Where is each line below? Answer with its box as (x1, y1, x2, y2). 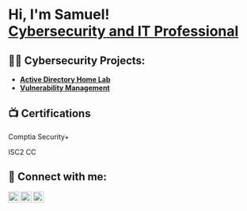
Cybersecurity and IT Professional (8, 22, 239, 40)
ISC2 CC (8, 147, 36, 156)
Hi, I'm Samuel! (8, 6, 110, 24)
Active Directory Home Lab (19, 75, 111, 84)
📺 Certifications (8, 107, 91, 120)
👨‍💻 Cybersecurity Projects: (8, 54, 146, 67)
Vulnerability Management (19, 83, 110, 92)
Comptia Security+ (8, 132, 70, 141)
